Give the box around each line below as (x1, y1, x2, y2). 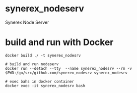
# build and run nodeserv (5, 61, 59, 67)
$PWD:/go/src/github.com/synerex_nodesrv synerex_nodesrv (5, 70, 128, 75)
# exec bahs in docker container (5, 79, 74, 84)
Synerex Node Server (5, 19, 50, 25)
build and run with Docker (5, 37, 114, 48)
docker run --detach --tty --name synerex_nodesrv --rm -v (5, 66, 133, 71)
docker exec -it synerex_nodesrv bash (5, 83, 85, 88)
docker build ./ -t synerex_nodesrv (5, 53, 81, 58)
